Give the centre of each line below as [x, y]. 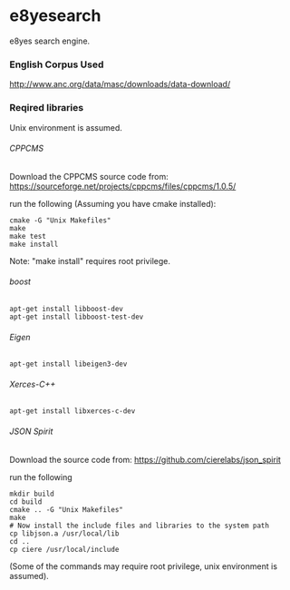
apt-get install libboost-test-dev [77, 317]
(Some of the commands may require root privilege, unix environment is [144, 566]
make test [28, 236]
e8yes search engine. [50, 41]
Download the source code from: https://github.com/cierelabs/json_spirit [145, 459]
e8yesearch [55, 16]
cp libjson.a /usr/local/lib [64, 533]
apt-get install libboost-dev [67, 309]
